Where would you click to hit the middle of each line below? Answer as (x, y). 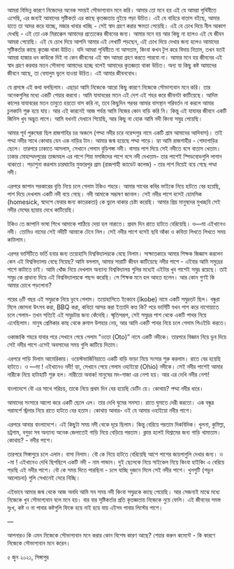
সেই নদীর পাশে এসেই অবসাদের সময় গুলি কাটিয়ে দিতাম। (63, 345)
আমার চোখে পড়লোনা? (30, 285)
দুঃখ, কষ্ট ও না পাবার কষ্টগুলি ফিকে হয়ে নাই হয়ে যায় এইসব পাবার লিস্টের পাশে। (85, 508)
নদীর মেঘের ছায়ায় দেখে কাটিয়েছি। (41, 210)
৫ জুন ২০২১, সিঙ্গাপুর (28, 557)
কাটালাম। (17, 240)
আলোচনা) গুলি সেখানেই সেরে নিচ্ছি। (44, 478)
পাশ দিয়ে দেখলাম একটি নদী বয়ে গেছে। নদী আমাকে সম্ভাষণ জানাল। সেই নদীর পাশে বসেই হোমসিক (105, 194)
